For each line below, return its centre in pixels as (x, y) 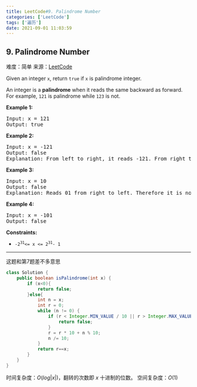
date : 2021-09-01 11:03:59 (39, 28)
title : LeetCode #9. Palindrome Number (53, 11)
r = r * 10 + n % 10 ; (74, 333)
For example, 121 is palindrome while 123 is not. (63, 96)
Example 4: (20, 204)
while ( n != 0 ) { (59, 311)
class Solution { (27, 273)
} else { (35, 295)
